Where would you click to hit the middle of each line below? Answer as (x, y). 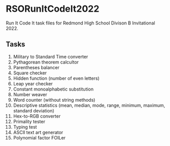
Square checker (30, 73)
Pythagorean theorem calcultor (46, 62)
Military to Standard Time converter (51, 56)
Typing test (25, 127)
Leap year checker (33, 83)
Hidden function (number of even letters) (56, 78)
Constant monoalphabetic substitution (53, 89)
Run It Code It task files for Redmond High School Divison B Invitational (80, 23)
